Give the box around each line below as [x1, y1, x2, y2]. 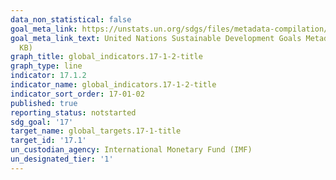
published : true [10, 98, 78, 108]
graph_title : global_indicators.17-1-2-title [10, 52, 203, 62]
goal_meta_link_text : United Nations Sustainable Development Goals [10, 33, 302, 43]
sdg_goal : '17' [10, 117, 74, 127]
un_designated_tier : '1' [10, 154, 114, 164]
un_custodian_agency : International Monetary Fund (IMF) [10, 145, 253, 155]
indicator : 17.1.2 [10, 71, 87, 81]
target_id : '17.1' [10, 136, 87, 146]
